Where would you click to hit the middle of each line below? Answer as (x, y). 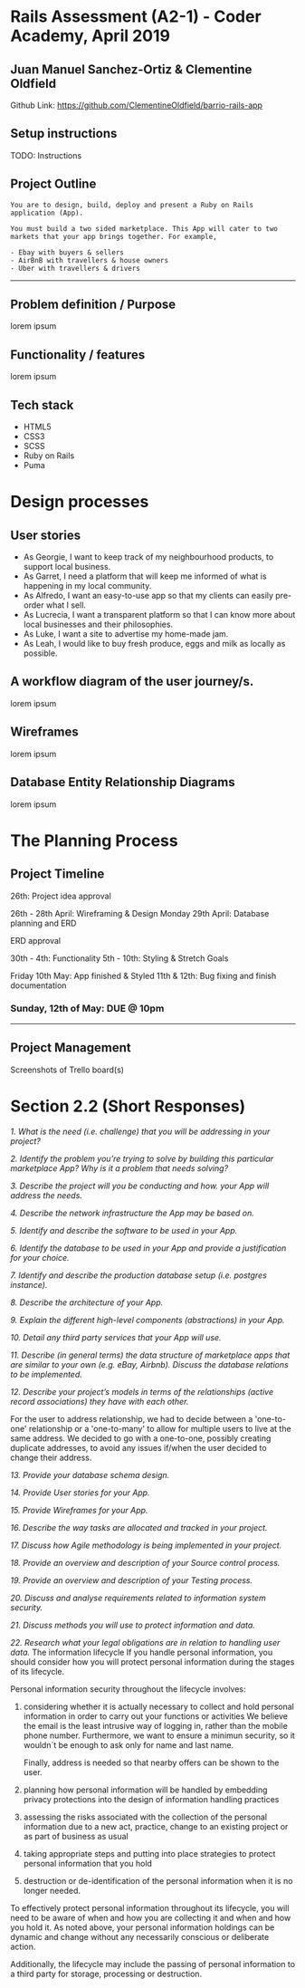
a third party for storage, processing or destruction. (106, 1974)
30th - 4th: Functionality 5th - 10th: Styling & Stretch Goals (119, 958)
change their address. (51, 1457)
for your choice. (40, 1257)
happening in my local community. (87, 586)
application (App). (47, 213)
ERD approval (36, 940)
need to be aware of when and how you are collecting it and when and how (151, 1917)
